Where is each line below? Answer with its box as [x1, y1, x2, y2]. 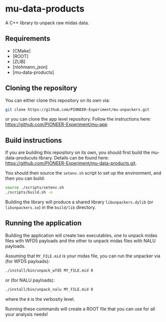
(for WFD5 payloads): [5, 258, 50, 264]
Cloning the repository [5, 84, 77, 92]
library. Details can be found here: [38, 155, 109, 161]
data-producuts [5, 155, 38, 161]
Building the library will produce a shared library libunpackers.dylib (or [5, 199, 153, 205]
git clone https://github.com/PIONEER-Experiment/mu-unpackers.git [5, 107, 150, 112]
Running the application [5, 219, 82, 228]
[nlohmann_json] [12, 64, 48, 70]
